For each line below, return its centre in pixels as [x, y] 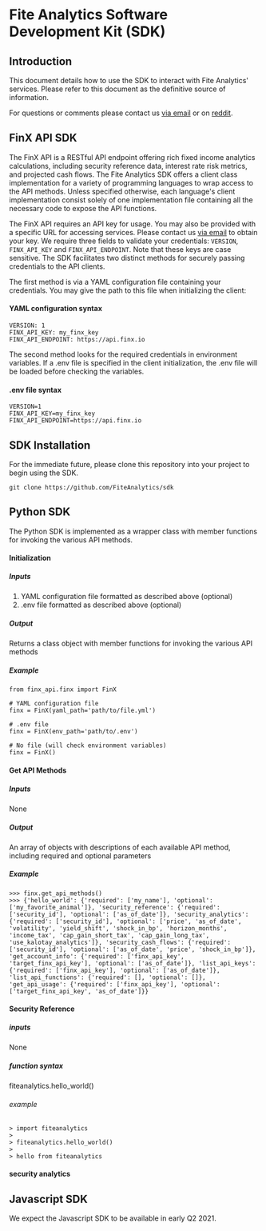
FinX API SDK [43, 138]
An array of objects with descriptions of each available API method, [120, 847]
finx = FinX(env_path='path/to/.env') [73, 732]
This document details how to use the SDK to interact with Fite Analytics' [129, 80]
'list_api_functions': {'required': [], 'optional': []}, [107, 977]
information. [29, 97]
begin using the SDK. [44, 473]
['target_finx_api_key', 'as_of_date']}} [79, 991]
